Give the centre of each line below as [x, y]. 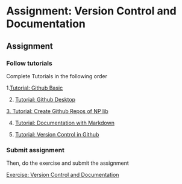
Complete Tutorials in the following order [57, 76]
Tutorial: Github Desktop [45, 99]
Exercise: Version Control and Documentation [63, 175]
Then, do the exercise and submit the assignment [68, 163]
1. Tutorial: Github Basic [35, 88]
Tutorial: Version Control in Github [57, 134]
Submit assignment [36, 150]
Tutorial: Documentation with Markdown [64, 123]
